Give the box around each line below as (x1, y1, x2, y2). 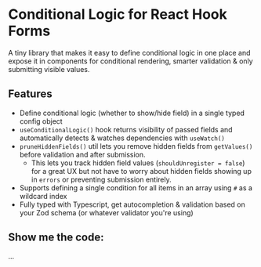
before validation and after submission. (19, 150, 147, 159)
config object (19, 116, 63, 126)
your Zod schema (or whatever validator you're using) (19, 207, 194, 217)
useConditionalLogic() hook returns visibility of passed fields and (19, 124, 233, 134)
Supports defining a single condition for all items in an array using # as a (19, 182, 253, 193)
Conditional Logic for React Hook (8, 5, 227, 23)
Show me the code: (8, 231, 104, 244)
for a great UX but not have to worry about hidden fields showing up (31, 166, 252, 175)
